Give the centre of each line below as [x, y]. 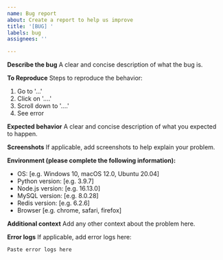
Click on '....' [34, 99]
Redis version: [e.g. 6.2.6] [54, 203]
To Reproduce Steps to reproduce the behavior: [75, 78]
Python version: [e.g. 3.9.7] [55, 181]
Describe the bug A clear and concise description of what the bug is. [105, 65]
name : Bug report [32, 13]
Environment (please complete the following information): [92, 161]
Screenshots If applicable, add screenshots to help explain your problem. [111, 147]
